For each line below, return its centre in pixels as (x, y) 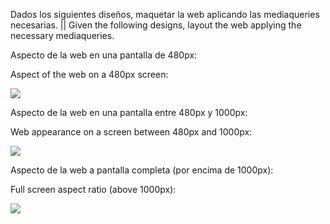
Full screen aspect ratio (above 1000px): (93, 189)
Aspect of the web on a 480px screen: (89, 74)
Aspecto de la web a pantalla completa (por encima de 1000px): (142, 170)
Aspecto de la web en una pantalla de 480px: (104, 55)
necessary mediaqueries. (62, 35)
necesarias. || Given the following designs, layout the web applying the (156, 25)
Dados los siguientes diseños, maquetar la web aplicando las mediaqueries (165, 14)
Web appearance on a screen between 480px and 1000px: (131, 132)
